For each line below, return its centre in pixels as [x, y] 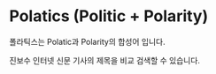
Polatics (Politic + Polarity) [109, 16]
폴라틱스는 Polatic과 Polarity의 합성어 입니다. [87, 41]
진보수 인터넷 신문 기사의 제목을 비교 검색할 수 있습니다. [105, 60]
